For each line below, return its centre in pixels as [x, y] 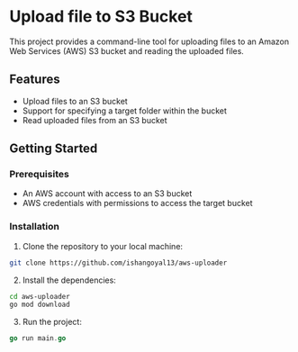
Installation [35, 227]
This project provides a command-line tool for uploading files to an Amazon [149, 41]
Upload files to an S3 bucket [75, 101]
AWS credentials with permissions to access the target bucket [138, 203]
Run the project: [52, 322]
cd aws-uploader [40, 296]
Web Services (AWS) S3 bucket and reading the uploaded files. [127, 50]
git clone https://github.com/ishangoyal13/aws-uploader [118, 263]
